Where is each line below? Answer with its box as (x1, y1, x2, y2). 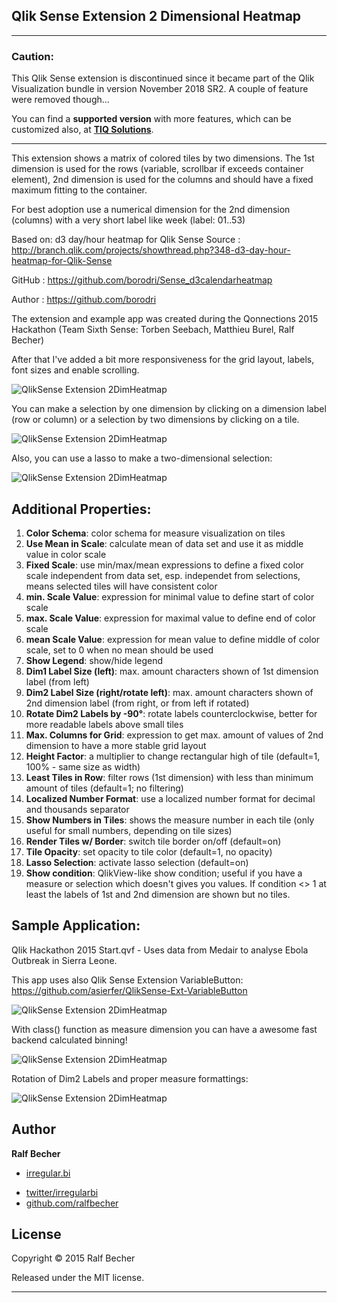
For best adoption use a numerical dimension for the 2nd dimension (11, 204, 291, 216)
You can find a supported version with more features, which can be (11, 113, 292, 125)
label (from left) (25, 675, 90, 688)
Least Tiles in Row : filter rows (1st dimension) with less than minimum (25, 771, 314, 783)
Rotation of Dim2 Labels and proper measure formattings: (11, 1072, 249, 1084)
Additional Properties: (11, 500, 152, 518)
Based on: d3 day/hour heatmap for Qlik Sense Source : (11, 234, 241, 246)
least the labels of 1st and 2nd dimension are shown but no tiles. (25, 888, 291, 900)
